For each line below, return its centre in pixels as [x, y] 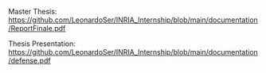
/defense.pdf [29, 60]
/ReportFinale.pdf [37, 28]
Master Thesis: [33, 12]
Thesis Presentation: [42, 44]
